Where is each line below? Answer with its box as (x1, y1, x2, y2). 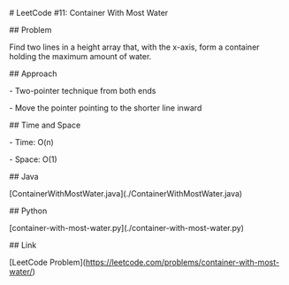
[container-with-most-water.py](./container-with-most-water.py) (9, 223, 245, 233)
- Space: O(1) (9, 154, 57, 165)
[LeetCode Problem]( (9, 257, 87, 267)
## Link (9, 240, 37, 250)
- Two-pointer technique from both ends (9, 86, 156, 96)
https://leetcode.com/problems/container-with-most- (85, 257, 280, 267)
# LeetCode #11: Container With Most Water (9, 8, 169, 18)
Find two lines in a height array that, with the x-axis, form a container (9, 42, 260, 52)
